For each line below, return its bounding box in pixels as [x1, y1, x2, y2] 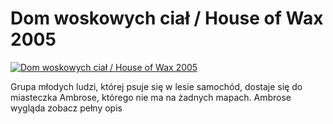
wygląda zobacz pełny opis [10, 102, 123, 114]
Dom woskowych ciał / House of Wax [10, 7, 324, 30]
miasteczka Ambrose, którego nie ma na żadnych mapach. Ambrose [10, 91, 292, 103]
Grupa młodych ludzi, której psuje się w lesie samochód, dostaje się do [10, 80, 303, 92]
